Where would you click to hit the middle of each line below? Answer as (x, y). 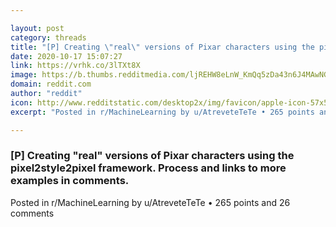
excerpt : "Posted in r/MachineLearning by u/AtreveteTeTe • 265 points (162, 112)
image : (24, 75)
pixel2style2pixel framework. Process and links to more (148, 168)
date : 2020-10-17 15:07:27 (66, 56)
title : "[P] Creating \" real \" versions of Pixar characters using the (162, 47)
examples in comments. (70, 181)
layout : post (37, 28)
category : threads (48, 37)
